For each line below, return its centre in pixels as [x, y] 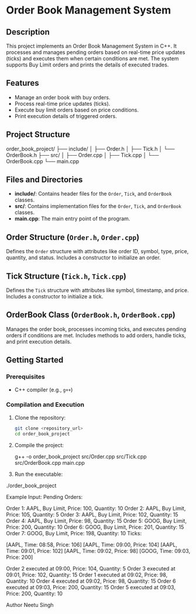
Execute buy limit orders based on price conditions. [77, 110]
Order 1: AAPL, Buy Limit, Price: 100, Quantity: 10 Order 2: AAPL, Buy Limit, [96, 508]
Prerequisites [25, 377]
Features [23, 83]
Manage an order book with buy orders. [62, 97]
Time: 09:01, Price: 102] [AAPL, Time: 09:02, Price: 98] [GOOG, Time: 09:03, [98, 551]
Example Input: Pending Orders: [44, 496]
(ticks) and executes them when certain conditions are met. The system [92, 58]
